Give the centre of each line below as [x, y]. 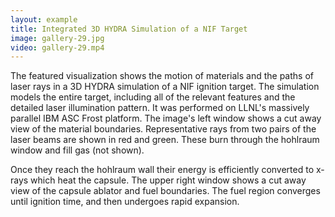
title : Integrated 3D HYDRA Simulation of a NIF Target [129, 29]
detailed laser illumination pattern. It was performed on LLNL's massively [160, 108]
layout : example [44, 19]
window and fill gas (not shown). [77, 150]
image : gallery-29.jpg [57, 38]
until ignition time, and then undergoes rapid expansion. [125, 202]
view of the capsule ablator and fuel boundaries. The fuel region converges [165, 191]
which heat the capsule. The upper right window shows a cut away [168, 180]
